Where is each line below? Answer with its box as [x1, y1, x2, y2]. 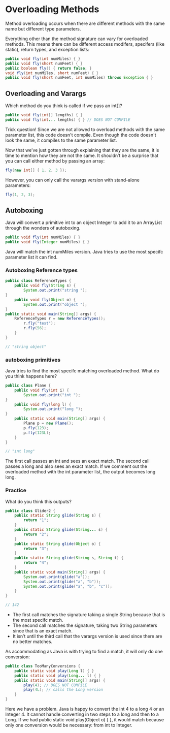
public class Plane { [5, 383, 51, 388]
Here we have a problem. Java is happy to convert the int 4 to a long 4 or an [5, 706, 164, 712]
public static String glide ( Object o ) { [14, 541, 101, 547]
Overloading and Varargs [5, 89, 86, 98]
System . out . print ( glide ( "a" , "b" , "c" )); [23, 584, 113, 589]
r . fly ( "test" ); [23, 321, 56, 326]
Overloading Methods [5, 4, 99, 15]
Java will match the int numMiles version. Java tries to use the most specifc [5, 249, 163, 255]
